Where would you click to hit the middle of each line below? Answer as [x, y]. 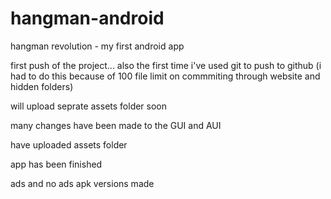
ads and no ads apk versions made [82, 183]
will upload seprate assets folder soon [89, 106]
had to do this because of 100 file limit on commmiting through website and [165, 76]
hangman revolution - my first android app [97, 46]
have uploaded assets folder [69, 144]
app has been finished [56, 164]
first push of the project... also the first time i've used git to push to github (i [166, 65]
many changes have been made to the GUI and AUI [116, 125]
